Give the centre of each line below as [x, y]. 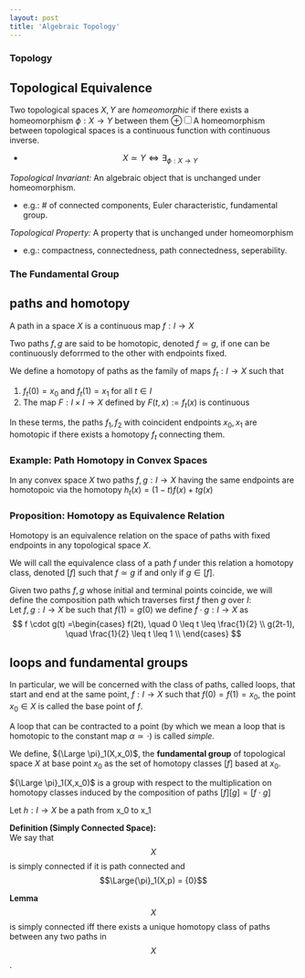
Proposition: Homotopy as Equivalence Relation [117, 516]
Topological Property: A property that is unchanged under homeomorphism [152, 233]
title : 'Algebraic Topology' [65, 27]
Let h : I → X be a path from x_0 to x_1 [81, 811]
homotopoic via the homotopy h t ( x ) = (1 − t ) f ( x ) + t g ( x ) [111, 491]
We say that [32, 838]
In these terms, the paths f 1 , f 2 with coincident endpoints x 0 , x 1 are [133, 423]
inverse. [25, 140]
